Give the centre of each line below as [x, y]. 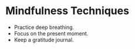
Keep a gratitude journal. [44, 40]
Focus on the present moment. [51, 33]
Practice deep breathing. [44, 27]
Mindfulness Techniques [67, 11]
